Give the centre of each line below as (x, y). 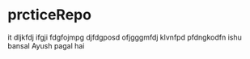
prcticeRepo (50, 15)
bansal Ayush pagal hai (46, 45)
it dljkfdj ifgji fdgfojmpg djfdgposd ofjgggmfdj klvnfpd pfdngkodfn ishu (125, 37)
